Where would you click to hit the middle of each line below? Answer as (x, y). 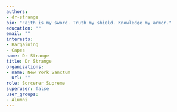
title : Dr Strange (29, 61)
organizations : (25, 67)
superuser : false (28, 89)
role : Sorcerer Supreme (36, 84)
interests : (20, 39)
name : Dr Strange (28, 56)
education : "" (24, 28)
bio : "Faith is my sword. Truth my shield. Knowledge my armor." (89, 23)
